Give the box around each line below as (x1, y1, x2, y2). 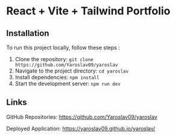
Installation (6, 28, 49, 38)
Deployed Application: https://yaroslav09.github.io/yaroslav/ (6, 125, 156, 132)
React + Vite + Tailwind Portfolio (6, 4, 171, 18)
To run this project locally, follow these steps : (6, 44, 121, 51)
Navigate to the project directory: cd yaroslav (14, 67, 129, 74)
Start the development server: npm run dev (14, 80, 121, 87)
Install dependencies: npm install (14, 74, 99, 80)
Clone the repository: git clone (14, 56, 93, 62)
